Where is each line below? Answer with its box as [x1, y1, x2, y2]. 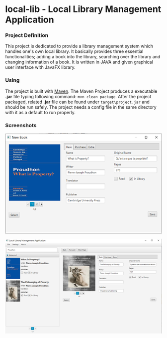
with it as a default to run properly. [5, 109, 76, 115]
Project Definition [5, 32, 49, 39]
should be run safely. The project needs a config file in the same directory [5, 104, 157, 110]
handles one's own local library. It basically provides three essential [5, 48, 144, 54]
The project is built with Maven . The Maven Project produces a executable [5, 88, 158, 94]
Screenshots [5, 122, 37, 129]
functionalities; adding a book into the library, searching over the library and [5, 54, 161, 60]
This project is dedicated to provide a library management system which [5, 43, 153, 49]
